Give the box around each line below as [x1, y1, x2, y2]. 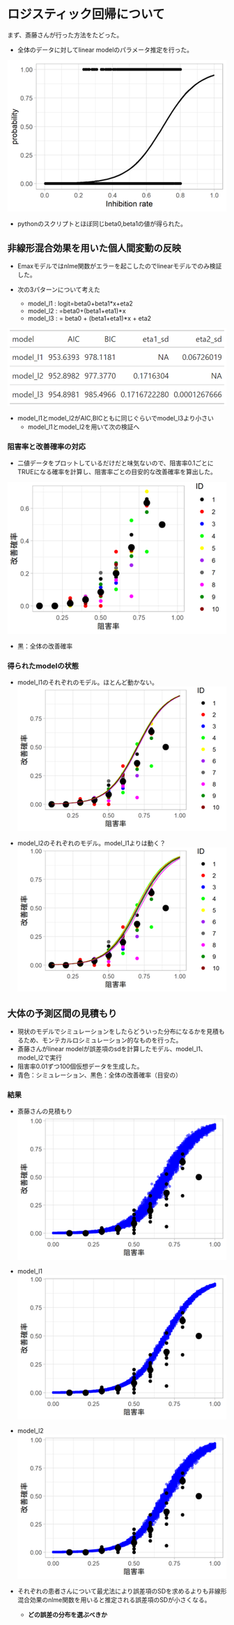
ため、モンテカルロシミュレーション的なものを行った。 [23, 1036, 182, 1044]
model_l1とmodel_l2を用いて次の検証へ [27, 423, 140, 431]
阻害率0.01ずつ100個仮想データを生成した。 [17, 1061, 143, 1071]
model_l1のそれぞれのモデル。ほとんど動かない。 [17, 678, 159, 687]
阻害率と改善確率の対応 [7, 442, 86, 452]
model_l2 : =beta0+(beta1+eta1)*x [27, 307, 127, 315]
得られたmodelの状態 [7, 660, 79, 670]
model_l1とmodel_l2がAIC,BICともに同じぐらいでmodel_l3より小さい [17, 414, 214, 423]
